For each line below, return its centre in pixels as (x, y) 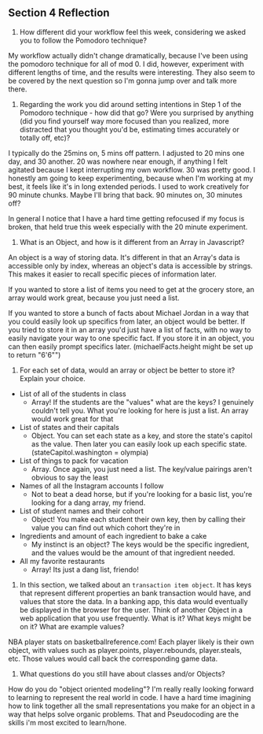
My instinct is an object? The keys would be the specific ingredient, (140, 544)
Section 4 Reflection (59, 13)
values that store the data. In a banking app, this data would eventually (134, 601)
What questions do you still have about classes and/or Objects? (122, 673)
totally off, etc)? (45, 138)
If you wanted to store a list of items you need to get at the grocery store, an (131, 289)
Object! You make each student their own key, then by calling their (138, 519)
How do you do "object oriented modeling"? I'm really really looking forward (131, 689)
